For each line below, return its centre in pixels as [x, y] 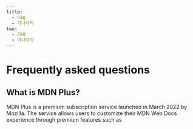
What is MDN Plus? [43, 92]
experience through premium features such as [64, 120]
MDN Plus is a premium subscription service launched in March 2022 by [97, 107]
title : [15, 12]
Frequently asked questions [78, 70]
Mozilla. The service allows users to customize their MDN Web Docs [92, 113]
